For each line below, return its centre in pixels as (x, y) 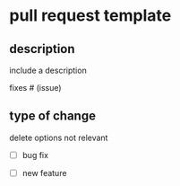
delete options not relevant (59, 137)
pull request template (90, 16)
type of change (53, 116)
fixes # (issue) (35, 88)
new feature (44, 173)
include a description (48, 70)
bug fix (35, 155)
